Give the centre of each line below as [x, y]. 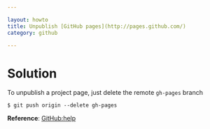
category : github [33, 33]
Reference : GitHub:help [42, 119]
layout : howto [28, 20]
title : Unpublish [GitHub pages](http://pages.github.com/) [97, 26]
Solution [32, 73]
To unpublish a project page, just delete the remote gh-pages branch [105, 93]
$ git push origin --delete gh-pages [62, 105]
